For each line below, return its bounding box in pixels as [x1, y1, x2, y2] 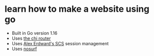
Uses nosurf [11, 46, 38, 52]
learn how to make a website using [4, 3, 150, 15]
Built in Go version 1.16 [11, 30, 58, 36]
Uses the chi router [11, 35, 51, 41]
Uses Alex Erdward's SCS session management [11, 40, 109, 46]
